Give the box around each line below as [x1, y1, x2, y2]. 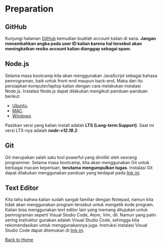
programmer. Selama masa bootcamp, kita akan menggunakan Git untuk [5, 159, 149, 165]
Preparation [5, 3, 54, 15]
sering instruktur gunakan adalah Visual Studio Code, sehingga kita [5, 217, 140, 223]
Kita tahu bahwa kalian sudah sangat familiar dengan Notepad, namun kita [5, 197, 154, 202]
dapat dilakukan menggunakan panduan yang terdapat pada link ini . [5, 170, 141, 175]
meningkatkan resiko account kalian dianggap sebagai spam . [5, 46, 131, 51]
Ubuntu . [12, 103, 29, 108]
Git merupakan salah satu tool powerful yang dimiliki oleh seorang [5, 154, 137, 160]
